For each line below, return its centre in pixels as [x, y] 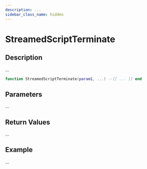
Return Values [28, 122]
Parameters [24, 94]
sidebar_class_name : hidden [34, 14]
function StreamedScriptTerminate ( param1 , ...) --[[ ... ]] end [73, 79]
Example [19, 150]
